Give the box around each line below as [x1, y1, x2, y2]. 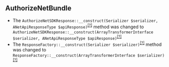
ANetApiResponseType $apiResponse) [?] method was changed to [12, 23, 144, 30]
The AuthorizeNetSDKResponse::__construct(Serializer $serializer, [12, 17, 158, 23]
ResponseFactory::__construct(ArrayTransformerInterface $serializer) [12, 53, 165, 58]
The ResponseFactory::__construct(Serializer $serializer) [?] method [12, 40, 162, 47]
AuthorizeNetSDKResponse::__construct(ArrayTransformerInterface [12, 30, 153, 35]
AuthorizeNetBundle [5, 4, 72, 13]
